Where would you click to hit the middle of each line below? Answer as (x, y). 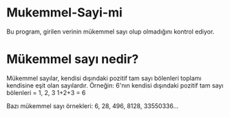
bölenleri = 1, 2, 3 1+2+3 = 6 (46, 92)
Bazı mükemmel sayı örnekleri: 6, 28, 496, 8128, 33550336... (93, 106)
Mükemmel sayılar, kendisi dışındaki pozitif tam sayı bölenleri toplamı (104, 78)
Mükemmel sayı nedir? (73, 59)
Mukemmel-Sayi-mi (65, 13)
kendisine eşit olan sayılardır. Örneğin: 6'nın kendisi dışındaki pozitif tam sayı (115, 85)
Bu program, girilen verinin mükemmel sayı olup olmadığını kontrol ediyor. (111, 31)
